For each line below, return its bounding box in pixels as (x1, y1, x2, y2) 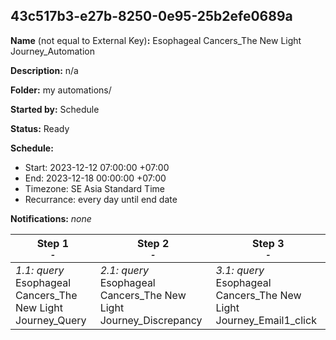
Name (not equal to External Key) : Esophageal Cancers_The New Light (10, 34, 302, 46)
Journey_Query (15, 313, 87, 327)
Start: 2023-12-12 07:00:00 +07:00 (24, 161, 170, 173)
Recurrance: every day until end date (24, 193, 178, 205)
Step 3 (252, 236, 285, 250)
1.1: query (15, 263, 65, 277)
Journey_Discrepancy (99, 313, 203, 327)
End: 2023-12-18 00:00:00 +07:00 (24, 172, 167, 184)
